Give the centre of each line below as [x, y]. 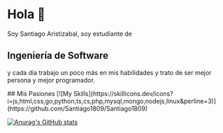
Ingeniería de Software [58, 56]
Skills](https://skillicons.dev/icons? [123, 93]
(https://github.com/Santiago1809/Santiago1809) [78, 108]
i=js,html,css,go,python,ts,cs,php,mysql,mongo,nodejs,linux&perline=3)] [112, 101]
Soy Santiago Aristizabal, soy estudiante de [70, 34]
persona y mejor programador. [51, 80]
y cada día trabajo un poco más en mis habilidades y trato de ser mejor [109, 72]
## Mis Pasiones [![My [39, 93]
